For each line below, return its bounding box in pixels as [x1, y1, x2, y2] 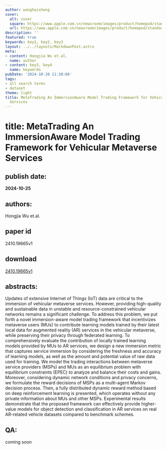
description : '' [5, 30, 39, 35]
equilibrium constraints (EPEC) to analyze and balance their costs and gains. [5, 369, 162, 375]
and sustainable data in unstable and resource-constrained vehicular [5, 306, 146, 312]
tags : [5, 76, 16, 81]
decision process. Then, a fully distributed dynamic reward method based [5, 385, 157, 391]
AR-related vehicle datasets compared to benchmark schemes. [5, 411, 135, 417]
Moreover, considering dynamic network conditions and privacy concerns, [5, 375, 158, 381]
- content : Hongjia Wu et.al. [5, 53, 68, 59]
